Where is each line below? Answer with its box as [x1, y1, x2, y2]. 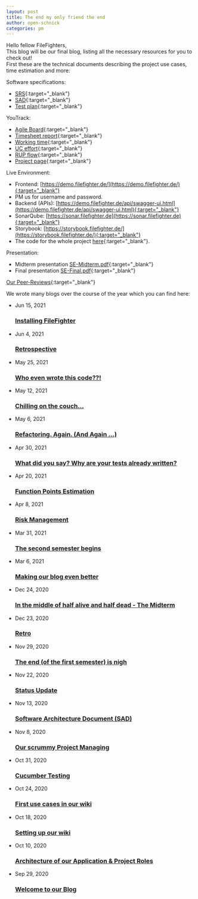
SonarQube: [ [14, 212, 48, 219]
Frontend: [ [14, 181, 42, 188]
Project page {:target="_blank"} [14, 157, 91, 165]
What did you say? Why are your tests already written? [14, 458, 177, 467]
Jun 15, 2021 [14, 302, 46, 309]
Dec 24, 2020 [14, 586, 49, 593]
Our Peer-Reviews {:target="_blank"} [6, 278, 96, 286]
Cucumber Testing [14, 771, 70, 780]
